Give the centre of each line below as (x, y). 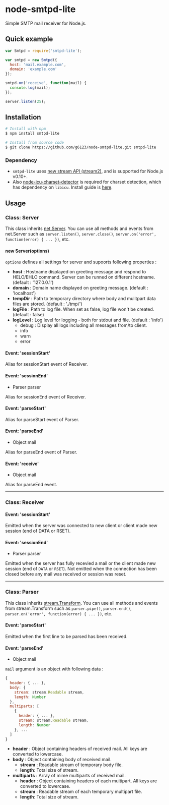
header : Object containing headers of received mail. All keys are (80, 749)
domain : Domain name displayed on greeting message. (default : (80, 288)
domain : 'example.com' (33, 69)
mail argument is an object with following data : (54, 669)
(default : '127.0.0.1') (33, 282)
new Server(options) (27, 251)
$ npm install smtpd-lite (32, 134)
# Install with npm (26, 129)
